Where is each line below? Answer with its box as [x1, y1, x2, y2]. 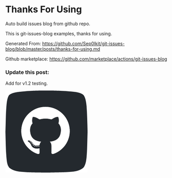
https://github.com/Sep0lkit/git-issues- [42, 40, 125, 47]
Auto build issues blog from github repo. [5, 21, 91, 27]
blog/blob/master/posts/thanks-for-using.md [5, 46, 100, 52]
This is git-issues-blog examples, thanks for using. [5, 30, 112, 36]
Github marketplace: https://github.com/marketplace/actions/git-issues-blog [5, 55, 167, 62]
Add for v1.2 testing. [5, 81, 48, 87]
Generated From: [5, 40, 41, 47]
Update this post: [5, 68, 50, 75]
